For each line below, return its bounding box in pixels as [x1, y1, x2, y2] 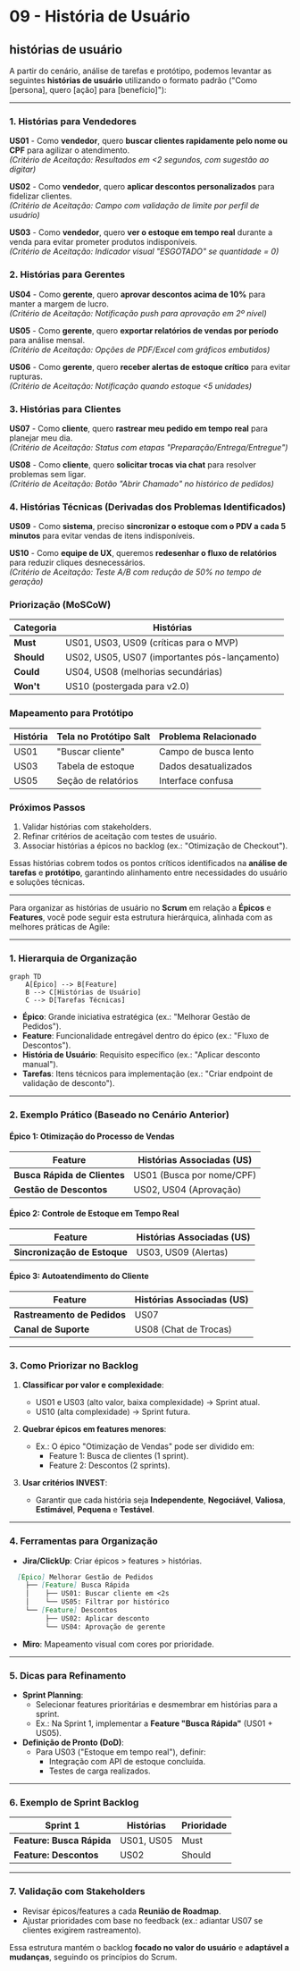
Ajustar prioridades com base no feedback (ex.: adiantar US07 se [21, 1915, 263, 1925]
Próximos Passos [9, 801, 86, 813]
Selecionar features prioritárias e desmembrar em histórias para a [35, 1698, 279, 1709]
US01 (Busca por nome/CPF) [133, 1168, 257, 1181]
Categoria [13, 621, 57, 634]
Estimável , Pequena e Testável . [35, 1504, 154, 1515]
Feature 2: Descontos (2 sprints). [48, 1460, 171, 1471]
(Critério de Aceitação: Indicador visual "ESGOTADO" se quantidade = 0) [9, 246, 279, 257]
